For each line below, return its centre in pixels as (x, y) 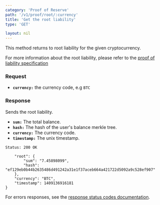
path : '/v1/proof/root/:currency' (42, 15)
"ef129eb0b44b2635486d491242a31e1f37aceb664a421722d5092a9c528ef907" (81, 170)
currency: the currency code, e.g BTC (51, 88)
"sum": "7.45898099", (46, 161)
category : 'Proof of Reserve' (37, 10)
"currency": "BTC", (35, 178)
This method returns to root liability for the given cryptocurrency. (73, 48)
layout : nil (18, 34)
